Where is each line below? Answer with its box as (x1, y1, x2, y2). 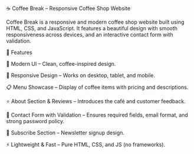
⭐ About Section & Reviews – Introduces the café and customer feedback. (6, 98, 186, 105)
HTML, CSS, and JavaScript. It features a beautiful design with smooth (6, 25, 178, 31)
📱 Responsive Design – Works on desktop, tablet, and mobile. (6, 72, 155, 79)
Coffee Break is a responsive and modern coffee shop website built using (6, 18, 185, 25)
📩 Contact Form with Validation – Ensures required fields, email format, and (6, 111, 189, 118)
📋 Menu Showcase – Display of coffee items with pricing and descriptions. (6, 84, 189, 91)
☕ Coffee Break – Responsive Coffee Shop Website (6, 5, 131, 12)
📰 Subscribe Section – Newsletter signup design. (6, 129, 125, 136)
